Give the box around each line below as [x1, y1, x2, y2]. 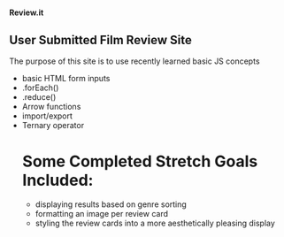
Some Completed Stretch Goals [21, 151, 258, 172]
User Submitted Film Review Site [9, 32, 193, 48]
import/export [21, 111, 73, 121]
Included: [21, 170, 94, 190]
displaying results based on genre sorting [35, 199, 188, 210]
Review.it [9, 7, 44, 18]
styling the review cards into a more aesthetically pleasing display [35, 218, 276, 229]
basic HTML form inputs [21, 73, 111, 84]
